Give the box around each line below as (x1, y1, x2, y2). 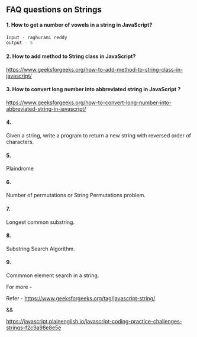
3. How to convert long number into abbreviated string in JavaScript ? (6, 86, 181, 93)
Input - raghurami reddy (6, 34, 67, 40)
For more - (6, 283, 33, 290)
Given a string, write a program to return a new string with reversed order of (6, 131, 191, 139)
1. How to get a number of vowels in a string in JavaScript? (6, 21, 153, 28)
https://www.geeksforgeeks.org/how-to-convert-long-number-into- (6, 99, 172, 106)
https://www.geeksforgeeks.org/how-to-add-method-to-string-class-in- (6, 66, 183, 73)
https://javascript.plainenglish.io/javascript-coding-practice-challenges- (6, 317, 182, 325)
